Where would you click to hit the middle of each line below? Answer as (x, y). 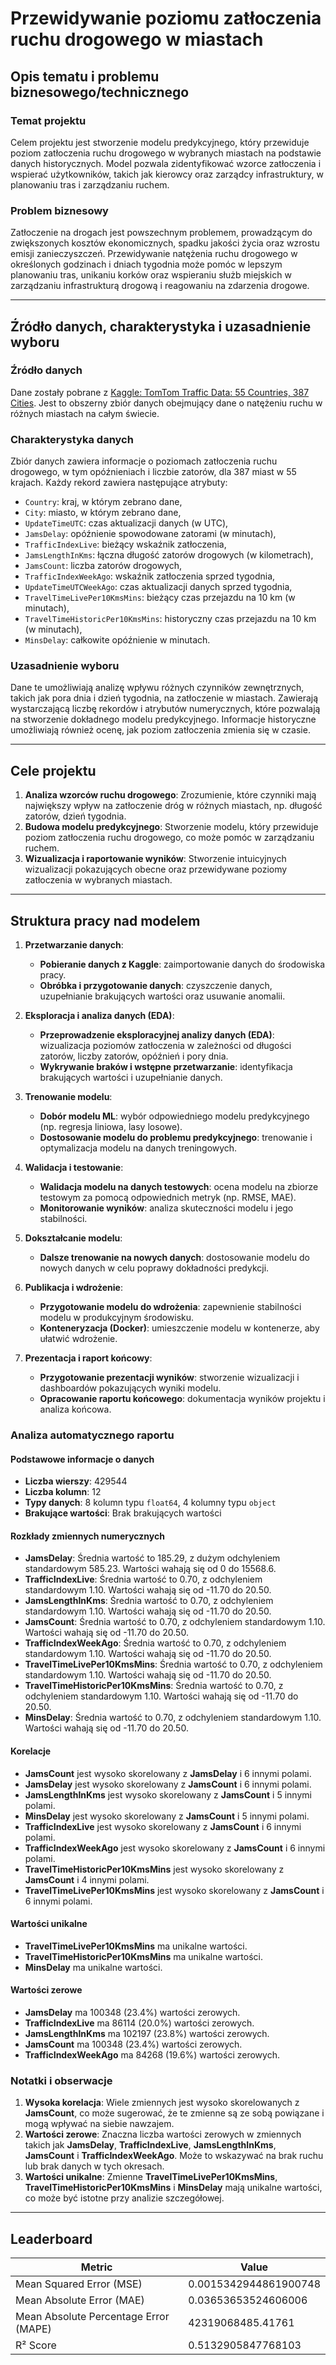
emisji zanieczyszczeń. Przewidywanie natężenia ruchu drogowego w (154, 254)
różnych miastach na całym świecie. (85, 413)
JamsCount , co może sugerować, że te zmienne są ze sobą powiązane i (174, 2113)
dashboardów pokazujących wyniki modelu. (130, 1388)
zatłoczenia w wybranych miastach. (98, 880)
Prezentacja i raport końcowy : (88, 1358)
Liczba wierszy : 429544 (76, 1481)
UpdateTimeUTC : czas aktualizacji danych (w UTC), (126, 523)
